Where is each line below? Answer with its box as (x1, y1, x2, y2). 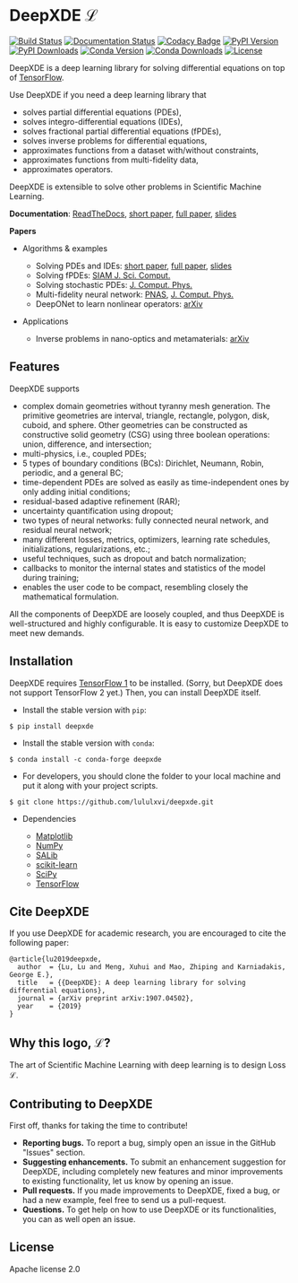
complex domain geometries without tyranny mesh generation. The (21, 400, 271, 411)
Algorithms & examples (21, 242, 108, 254)
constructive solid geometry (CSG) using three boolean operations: (21, 429, 270, 440)
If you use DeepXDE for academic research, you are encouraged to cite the (9, 928, 286, 938)
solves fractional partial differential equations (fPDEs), (21, 126, 222, 136)
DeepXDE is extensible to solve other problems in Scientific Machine (9, 181, 262, 192)
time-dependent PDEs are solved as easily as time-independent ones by (21, 476, 289, 487)
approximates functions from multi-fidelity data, (21, 154, 199, 165)
